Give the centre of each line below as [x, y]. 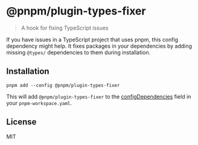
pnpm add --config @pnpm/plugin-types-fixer [63, 85]
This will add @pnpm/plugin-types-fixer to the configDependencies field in [99, 96]
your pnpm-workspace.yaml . [39, 103]
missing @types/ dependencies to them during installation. [78, 52]
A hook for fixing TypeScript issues [65, 28]
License [21, 122]
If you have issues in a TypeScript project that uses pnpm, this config [92, 39]
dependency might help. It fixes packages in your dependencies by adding [99, 46]
